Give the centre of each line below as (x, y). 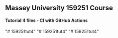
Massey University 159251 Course (59, 8)
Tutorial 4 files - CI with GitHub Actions (47, 20)
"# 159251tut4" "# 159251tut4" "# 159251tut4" (52, 31)
